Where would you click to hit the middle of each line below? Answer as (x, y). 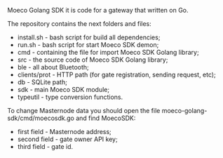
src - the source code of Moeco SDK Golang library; (93, 60)
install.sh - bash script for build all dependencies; (89, 37)
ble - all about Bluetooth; (53, 67)
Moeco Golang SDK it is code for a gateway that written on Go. (98, 10)
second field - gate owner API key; (67, 139)
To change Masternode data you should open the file (84, 111)
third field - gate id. (45, 146)
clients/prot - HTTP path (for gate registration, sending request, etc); (116, 74)
